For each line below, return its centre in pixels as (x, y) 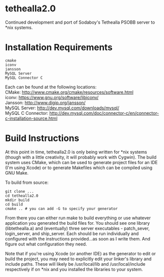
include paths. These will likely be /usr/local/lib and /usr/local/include (75, 264)
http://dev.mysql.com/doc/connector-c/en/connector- (104, 113)
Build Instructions (42, 138)
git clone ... (20, 191)
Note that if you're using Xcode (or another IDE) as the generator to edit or (81, 253)
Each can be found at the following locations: (51, 87)
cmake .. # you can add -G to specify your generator (62, 208)
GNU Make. (17, 173)
